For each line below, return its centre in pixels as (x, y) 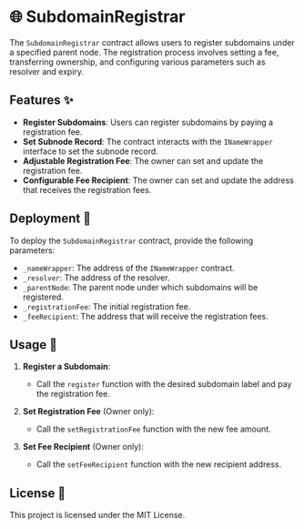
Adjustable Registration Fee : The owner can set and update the (143, 160)
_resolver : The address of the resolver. (96, 277)
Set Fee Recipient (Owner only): (83, 447)
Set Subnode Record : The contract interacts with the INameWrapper (147, 141)
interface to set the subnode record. (91, 151)
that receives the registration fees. (87, 189)
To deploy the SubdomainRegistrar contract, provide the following (131, 240)
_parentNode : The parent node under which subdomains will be (140, 287)
